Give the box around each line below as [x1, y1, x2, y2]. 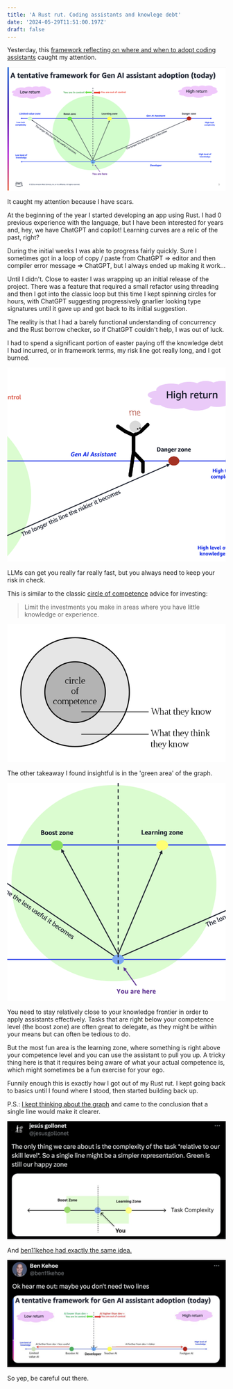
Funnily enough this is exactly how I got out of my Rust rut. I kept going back [7, 1079, 226, 1088]
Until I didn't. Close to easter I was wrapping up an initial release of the [7, 275, 209, 283]
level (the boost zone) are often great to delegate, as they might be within [7, 1023, 217, 1031]
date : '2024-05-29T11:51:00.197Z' [7, 18, 107, 26]
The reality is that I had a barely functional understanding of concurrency [7, 318, 216, 326]
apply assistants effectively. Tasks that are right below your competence [7, 1015, 214, 1024]
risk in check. [7, 576, 46, 584]
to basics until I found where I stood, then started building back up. [7, 1086, 199, 1095]
